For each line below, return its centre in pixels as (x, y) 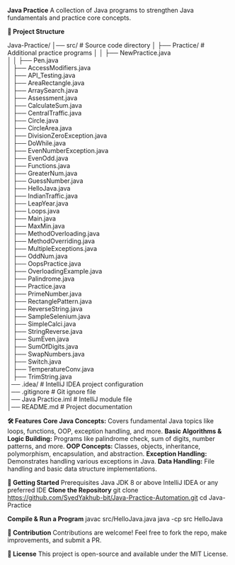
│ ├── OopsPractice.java (44, 264)
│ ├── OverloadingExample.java (55, 271)
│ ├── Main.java (32, 218)
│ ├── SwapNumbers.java (46, 354)
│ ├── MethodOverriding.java (51, 241)
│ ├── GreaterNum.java (42, 173)
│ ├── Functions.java (39, 166)
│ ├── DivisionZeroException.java (57, 135)
